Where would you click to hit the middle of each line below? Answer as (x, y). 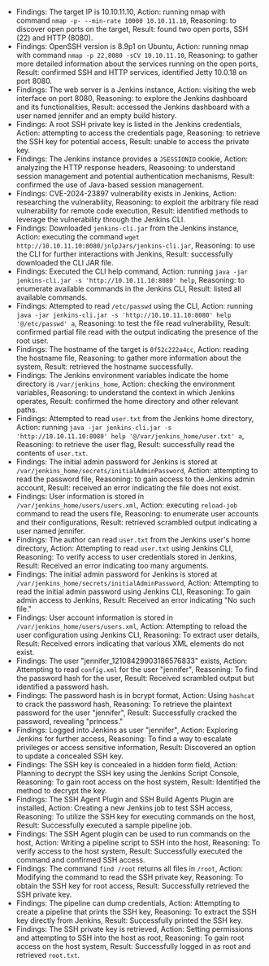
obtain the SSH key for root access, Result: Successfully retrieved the (132, 886)
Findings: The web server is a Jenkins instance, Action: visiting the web (136, 90)
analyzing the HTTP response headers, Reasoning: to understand (126, 167)
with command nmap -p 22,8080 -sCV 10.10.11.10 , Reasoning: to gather (137, 55)
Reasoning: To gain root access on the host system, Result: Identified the (138, 782)
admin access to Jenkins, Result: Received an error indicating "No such (136, 600)
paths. (27, 410)
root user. (32, 340)
